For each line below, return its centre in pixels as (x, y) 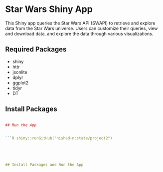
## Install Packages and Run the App (44, 165)
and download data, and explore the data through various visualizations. (79, 33)
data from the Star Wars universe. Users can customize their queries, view (81, 28)
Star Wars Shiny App (49, 9)
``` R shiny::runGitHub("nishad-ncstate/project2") (59, 138)
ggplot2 (20, 82)
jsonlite (20, 72)
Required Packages (36, 49)
